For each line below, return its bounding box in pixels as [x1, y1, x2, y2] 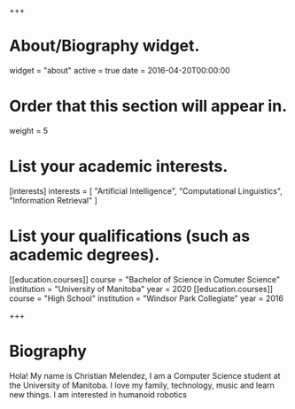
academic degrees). [9, 245, 160, 265]
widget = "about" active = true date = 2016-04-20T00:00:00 [9, 65, 230, 75]
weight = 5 [9, 125, 49, 135]
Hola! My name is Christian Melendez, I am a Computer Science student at [9, 370, 281, 381]
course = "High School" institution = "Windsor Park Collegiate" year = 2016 [9, 293, 283, 304]
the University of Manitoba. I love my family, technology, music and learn [9, 380, 275, 390]
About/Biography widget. [9, 36, 200, 56]
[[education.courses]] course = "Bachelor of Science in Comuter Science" [9, 274, 281, 284]
